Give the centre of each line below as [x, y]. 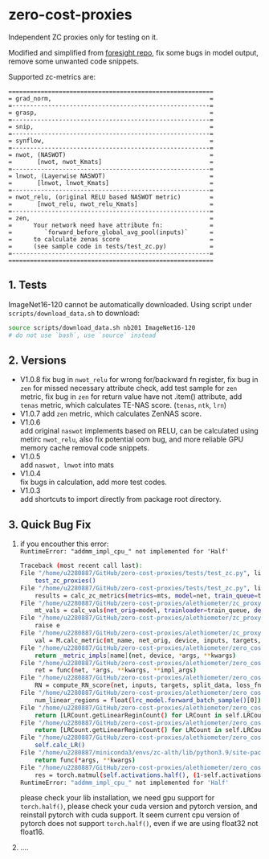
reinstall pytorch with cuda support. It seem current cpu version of [130, 815]
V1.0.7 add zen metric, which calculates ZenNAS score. [111, 414]
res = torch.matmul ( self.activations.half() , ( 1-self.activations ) [150, 775]
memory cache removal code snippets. [85, 448]
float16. [32, 832]
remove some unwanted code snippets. [73, 61]
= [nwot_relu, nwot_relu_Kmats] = [111, 204]
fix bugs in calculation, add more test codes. [93, 482]
